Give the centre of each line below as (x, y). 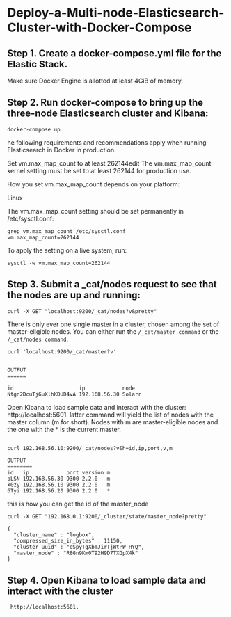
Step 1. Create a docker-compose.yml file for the (114, 53)
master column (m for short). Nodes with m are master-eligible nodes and (113, 422)
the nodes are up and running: (74, 295)
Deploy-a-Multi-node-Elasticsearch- (116, 13)
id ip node (71, 388)
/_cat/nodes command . (38, 339)
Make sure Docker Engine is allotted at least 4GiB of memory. (95, 81)
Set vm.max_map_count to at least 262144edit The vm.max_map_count (109, 163)
